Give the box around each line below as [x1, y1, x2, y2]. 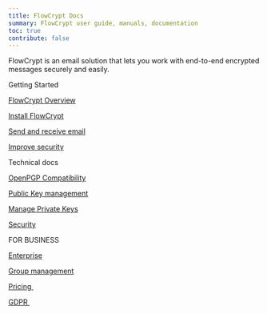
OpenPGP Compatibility [8, 173, 86, 183]
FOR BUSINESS [8, 235, 60, 245]
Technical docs [8, 158, 58, 167]
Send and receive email [8, 127, 86, 136]
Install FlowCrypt [8, 111, 64, 121]
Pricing [8, 282, 32, 292]
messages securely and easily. [8, 65, 110, 74]
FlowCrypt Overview [8, 95, 76, 105]
